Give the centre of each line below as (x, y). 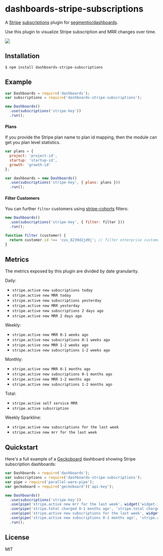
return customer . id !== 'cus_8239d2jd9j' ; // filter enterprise (76, 240)
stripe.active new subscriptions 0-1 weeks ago (61, 340)
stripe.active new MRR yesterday (46, 306)
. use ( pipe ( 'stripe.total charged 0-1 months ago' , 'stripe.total (77, 509)
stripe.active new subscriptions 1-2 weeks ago (61, 350)
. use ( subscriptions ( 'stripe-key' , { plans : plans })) (65, 183)
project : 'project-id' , (33, 156)
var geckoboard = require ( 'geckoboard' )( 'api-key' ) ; (59, 486)
